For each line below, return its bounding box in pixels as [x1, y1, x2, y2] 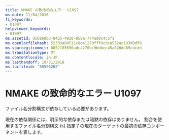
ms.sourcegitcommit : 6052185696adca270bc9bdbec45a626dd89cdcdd [5, 45, 142, 50]
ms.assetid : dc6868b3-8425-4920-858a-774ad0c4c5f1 [5, 36, 115, 41]
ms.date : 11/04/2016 [5, 12, 49, 17]
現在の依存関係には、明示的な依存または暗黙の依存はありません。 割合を [5, 117, 158, 123]
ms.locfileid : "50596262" [5, 64, 60, 69]
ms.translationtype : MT [5, 50, 56, 55]
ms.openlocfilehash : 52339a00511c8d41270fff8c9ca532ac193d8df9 [5, 41, 142, 46]
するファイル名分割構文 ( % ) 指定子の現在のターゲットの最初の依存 [9, 123, 147, 129]
